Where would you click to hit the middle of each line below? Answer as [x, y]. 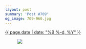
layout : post [18, 9]
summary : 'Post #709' [27, 14]
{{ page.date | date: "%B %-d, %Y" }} [43, 33]
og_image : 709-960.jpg [28, 18]
